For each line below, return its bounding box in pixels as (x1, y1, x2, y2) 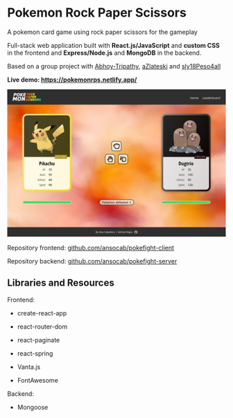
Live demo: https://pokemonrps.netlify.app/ (7, 75, 137, 84)
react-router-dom (17, 322, 68, 331)
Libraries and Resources (7, 277, 114, 289)
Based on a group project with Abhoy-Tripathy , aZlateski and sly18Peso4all (7, 62, 221, 70)
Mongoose (17, 403, 49, 411)
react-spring (17, 349, 53, 358)
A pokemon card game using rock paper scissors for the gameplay (7, 28, 198, 36)
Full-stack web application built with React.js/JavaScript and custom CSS (7, 41, 221, 49)
